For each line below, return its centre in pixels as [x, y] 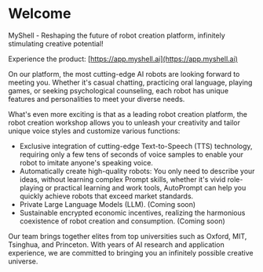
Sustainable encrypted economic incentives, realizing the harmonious [132, 212]
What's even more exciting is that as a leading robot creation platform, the [128, 114]
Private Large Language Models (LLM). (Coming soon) [108, 204]
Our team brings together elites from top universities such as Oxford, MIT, [128, 236]
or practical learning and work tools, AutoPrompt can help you [146, 187]
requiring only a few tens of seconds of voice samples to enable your [131, 154]
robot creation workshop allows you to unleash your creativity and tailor [124, 122]
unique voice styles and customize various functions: [94, 131]
